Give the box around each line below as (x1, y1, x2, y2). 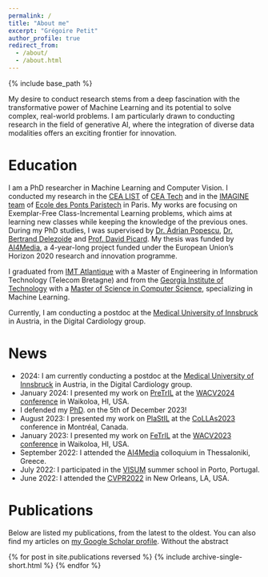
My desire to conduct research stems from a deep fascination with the (8, 94, 240, 104)
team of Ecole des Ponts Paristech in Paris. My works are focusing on (8, 200, 238, 209)
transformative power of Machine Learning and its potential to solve (8, 102, 232, 112)
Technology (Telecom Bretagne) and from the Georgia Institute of (8, 274, 224, 285)
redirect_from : (8, 42, 59, 50)
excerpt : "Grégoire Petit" (8, 26, 98, 35)
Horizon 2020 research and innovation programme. (8, 250, 178, 261)
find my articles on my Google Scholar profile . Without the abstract (8, 536, 229, 546)
